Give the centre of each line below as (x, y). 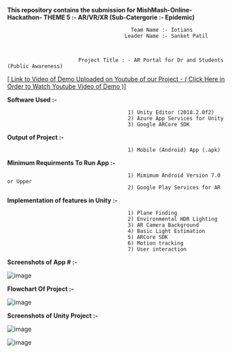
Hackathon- (25, 17)
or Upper (20, 182)
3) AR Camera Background (163, 225)
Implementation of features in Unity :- (62, 200)
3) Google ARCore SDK (158, 124)
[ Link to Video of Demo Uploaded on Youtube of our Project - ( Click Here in (116, 79)
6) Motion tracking (156, 243)
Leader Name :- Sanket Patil (166, 36)
